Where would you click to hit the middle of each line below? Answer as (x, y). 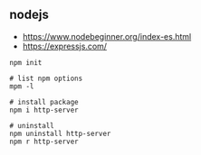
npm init (26, 62)
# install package (44, 102)
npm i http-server (44, 110)
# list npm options (46, 78)
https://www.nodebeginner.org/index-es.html (107, 36)
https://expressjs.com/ (64, 46)
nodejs (29, 15)
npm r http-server (44, 141)
